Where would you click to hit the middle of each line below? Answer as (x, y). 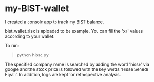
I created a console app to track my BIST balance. (55, 22)
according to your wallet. (30, 36)
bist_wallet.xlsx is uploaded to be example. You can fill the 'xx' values (74, 31)
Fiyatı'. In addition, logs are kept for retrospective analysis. (63, 74)
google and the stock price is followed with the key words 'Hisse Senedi (77, 69)
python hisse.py (33, 55)
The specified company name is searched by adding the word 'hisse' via (77, 64)
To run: (12, 45)
